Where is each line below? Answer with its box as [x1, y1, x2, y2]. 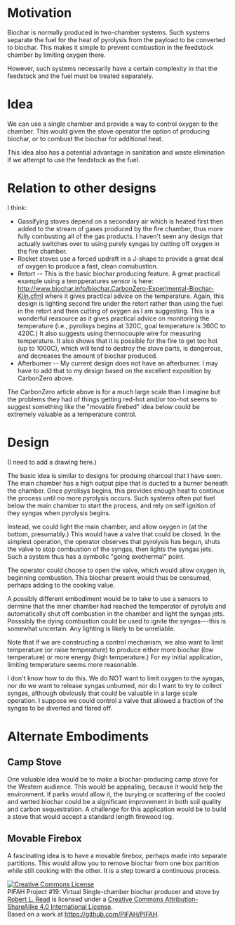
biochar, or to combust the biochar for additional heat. [7, 134, 163, 143]
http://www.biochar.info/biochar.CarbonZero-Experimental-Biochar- [17, 284, 214, 292]
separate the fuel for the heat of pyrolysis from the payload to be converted [7, 35, 226, 44]
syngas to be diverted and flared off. [7, 704, 113, 712]
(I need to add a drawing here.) [7, 458, 97, 466]
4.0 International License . [39, 902, 114, 911]
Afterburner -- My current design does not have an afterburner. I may [17, 358, 219, 367]
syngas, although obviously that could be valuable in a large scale [7, 689, 198, 697]
